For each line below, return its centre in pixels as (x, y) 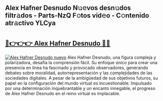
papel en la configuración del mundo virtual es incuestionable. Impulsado (79, 83)
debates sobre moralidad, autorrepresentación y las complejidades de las (79, 73)
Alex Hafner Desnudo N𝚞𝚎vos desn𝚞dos (68, 8)
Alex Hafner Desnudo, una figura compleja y (112, 57)
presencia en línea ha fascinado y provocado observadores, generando (77, 68)
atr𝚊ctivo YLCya (30, 23)
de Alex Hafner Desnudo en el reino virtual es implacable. (63, 93)
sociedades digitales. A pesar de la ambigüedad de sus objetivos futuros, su (81, 78)
